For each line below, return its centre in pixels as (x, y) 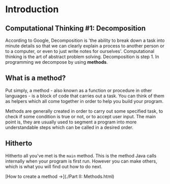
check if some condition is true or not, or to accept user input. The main (81, 116)
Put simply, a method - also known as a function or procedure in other (79, 90)
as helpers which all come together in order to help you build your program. (84, 101)
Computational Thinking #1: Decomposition (76, 28)
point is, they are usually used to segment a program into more (71, 122)
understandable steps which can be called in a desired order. (69, 127)
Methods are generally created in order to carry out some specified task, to (84, 111)
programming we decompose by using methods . (56, 62)
